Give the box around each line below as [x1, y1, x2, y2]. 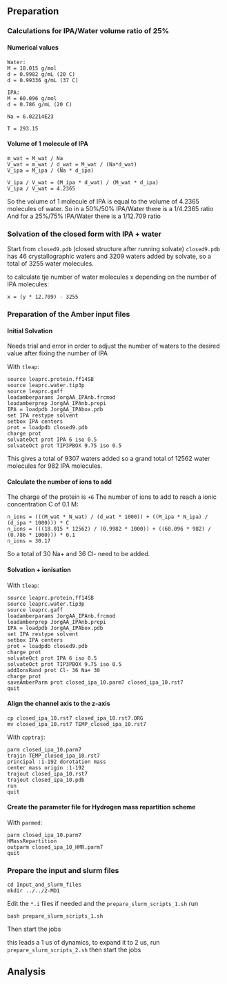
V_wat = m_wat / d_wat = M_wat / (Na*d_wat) [7, 161, 137, 168]
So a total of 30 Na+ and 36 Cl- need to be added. [7, 550, 150, 558]
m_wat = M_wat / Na [7, 155, 63, 161]
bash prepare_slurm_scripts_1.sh [7, 913, 103, 920]
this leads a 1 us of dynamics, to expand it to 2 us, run [7, 938, 160, 947]
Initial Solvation [7, 326, 53, 335]
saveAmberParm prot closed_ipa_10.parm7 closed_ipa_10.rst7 [7, 679, 184, 686]
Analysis [7, 965, 46, 977]
